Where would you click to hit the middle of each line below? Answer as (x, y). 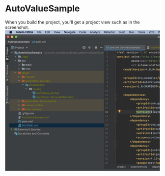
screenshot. (17, 27)
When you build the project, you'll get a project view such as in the (72, 22)
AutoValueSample (42, 9)
